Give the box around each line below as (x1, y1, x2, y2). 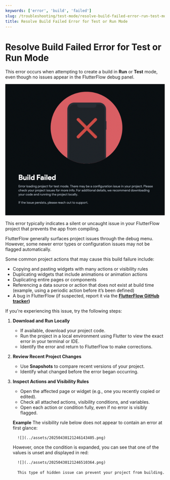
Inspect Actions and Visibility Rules (12, 378, 90, 384)
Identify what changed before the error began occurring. (20, 368, 139, 374)
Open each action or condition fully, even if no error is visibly (20, 404, 148, 410)
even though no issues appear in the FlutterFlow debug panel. (5, 74, 135, 80)
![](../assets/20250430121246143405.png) (17, 435, 106, 440)
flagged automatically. (5, 246, 52, 252)
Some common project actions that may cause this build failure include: (5, 256, 154, 262)
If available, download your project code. (20, 327, 105, 333)
